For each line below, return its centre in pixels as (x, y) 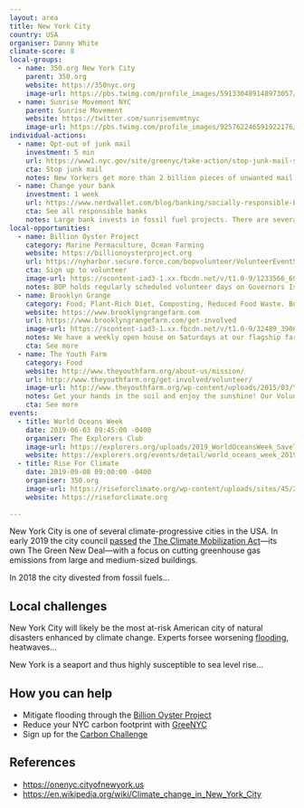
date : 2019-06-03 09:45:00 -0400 (89, 430)
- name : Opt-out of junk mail (74, 144)
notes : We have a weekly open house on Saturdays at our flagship (153, 337)
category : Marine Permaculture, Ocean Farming (115, 245)
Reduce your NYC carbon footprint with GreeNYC (115, 724)
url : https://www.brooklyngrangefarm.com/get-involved (131, 321)
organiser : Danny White (54, 43)
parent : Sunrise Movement (75, 110)
